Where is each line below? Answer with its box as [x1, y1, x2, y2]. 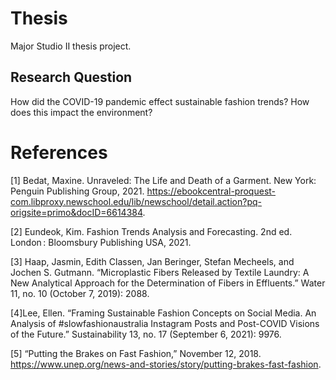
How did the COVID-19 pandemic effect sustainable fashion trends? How [10, 95, 310, 107]
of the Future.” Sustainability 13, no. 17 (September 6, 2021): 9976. [10, 328, 282, 340]
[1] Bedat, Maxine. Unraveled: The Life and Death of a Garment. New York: [10, 174, 317, 186]
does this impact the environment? [10, 106, 153, 118]
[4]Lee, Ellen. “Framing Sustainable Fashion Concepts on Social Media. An [10, 307, 317, 319]
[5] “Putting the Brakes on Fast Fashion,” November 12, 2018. [10, 347, 262, 359]
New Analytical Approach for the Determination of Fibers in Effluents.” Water [10, 277, 326, 289]
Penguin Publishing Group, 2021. [10, 185, 145, 197]
